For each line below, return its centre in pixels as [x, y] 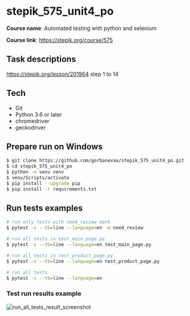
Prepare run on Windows [54, 146]
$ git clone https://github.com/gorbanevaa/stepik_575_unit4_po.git [95, 161]
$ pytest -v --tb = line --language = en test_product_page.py [83, 261]
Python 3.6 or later [38, 114]
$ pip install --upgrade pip [43, 183]
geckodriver [30, 127]
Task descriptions [41, 59]
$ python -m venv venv [35, 172]
